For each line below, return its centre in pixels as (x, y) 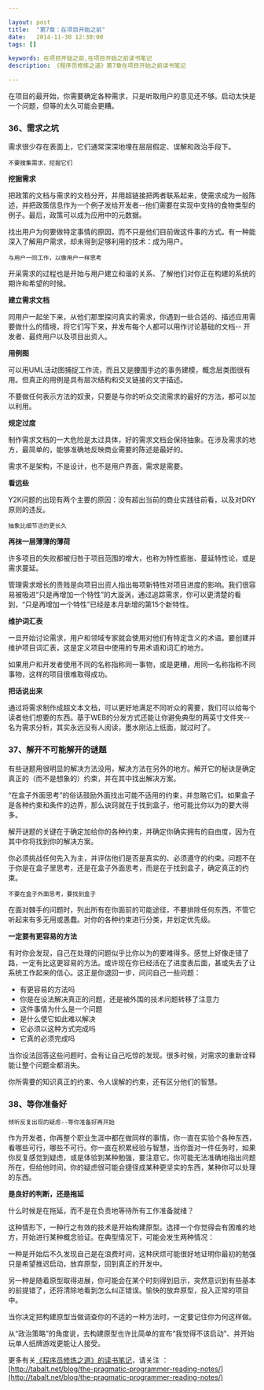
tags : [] (22, 44)
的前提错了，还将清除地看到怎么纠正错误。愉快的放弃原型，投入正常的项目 (128, 1290)
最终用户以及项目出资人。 (70, 337)
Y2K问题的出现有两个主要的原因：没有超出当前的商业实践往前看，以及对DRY (132, 500)
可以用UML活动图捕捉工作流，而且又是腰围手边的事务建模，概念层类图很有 (129, 370)
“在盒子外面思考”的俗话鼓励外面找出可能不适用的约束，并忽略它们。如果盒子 (132, 795)
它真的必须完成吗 (47, 1038)
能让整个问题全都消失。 (46, 1065)
